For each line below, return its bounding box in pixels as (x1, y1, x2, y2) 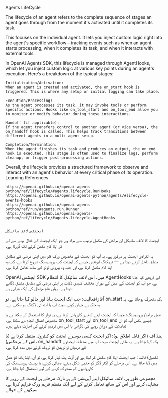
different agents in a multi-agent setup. (5, 133, 95, 138)
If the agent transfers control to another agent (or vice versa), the (5, 125, 158, 130)
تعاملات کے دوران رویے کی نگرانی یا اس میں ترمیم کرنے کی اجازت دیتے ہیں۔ (5, 323, 127, 329)
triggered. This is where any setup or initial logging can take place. (5, 89, 160, 94)
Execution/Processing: (5, 98, 53, 103)
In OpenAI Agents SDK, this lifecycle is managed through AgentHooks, (5, 60, 151, 66)
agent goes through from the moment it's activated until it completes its (5, 20, 153, 25)
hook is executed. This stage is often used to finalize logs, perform (5, 151, 158, 156)
